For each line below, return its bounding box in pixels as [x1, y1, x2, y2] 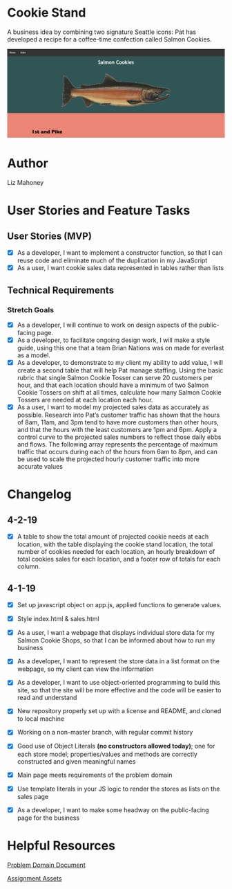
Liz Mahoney [7, 179, 44, 187]
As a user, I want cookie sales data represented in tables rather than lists [17, 264, 224, 272]
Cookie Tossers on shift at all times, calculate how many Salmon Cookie [17, 388, 222, 397]
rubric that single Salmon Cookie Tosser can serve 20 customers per [17, 374, 213, 382]
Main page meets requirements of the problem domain [17, 771, 173, 779]
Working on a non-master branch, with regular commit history [17, 728, 193, 737]
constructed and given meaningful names [17, 757, 136, 766]
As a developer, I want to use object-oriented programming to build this [17, 679, 221, 687]
